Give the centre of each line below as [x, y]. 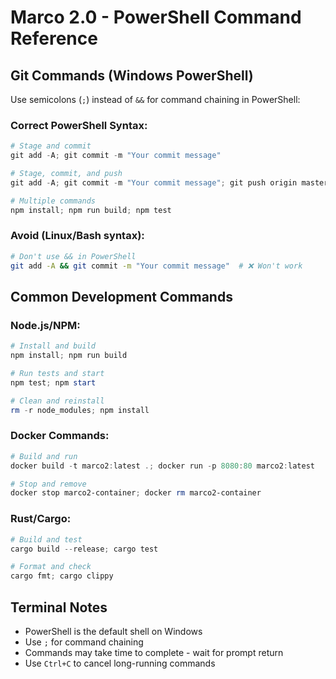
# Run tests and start [57, 374]
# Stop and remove [48, 484]
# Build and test [46, 539]
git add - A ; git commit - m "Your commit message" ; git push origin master [169, 182]
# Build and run [44, 456]
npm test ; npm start [53, 382]
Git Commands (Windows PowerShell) [132, 75]
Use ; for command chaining [84, 642]
